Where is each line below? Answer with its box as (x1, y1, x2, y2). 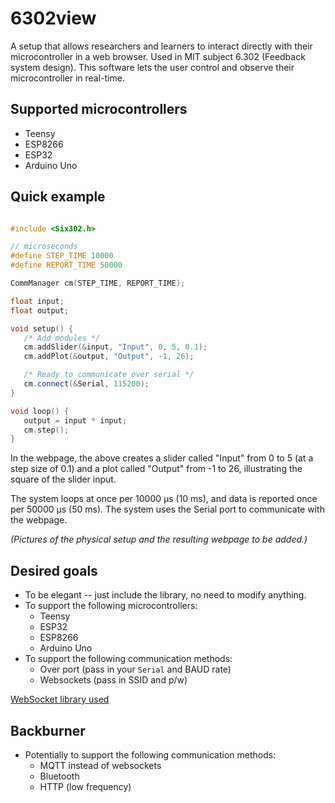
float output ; (10, 305, 70, 316)
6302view (10, 7, 97, 30)
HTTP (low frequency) (39, 780, 132, 792)
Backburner (10, 722, 86, 739)
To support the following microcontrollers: (24, 600, 198, 612)
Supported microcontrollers (10, 101, 188, 118)
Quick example (10, 188, 106, 206)
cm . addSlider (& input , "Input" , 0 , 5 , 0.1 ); (23, 342, 208, 352)
